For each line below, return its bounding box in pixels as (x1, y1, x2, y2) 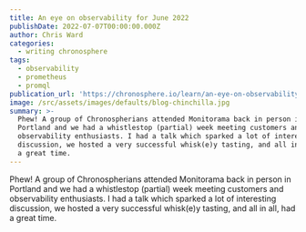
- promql (17, 81, 51, 90)
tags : (9, 55, 30, 65)
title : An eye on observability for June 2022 (9, 13, 189, 23)
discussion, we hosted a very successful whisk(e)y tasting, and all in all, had (9, 202, 296, 214)
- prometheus (17, 73, 67, 82)
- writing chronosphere (17, 47, 107, 56)
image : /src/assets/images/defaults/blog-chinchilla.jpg (9, 97, 230, 107)
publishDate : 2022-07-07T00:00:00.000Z (9, 22, 161, 31)
